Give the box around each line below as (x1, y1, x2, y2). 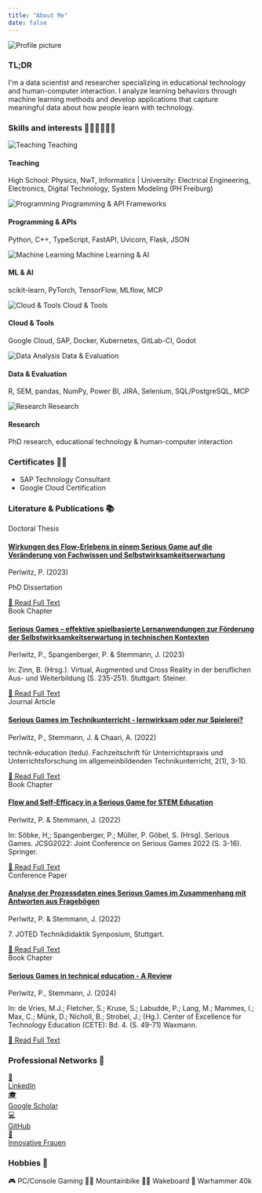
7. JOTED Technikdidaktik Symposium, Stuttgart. (8, 929, 165, 939)
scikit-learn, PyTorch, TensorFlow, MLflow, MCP (8, 285, 163, 294)
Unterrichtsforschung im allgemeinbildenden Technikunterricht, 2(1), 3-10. (8, 756, 247, 765)
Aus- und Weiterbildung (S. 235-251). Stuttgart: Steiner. (8, 673, 187, 683)
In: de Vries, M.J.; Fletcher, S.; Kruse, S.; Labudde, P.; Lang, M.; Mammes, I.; (8, 1004, 255, 1013)
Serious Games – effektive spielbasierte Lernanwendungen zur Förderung (8, 624, 255, 633)
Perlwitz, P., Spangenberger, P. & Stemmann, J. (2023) (8, 650, 185, 659)
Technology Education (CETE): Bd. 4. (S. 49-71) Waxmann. (8, 1020, 198, 1030)
